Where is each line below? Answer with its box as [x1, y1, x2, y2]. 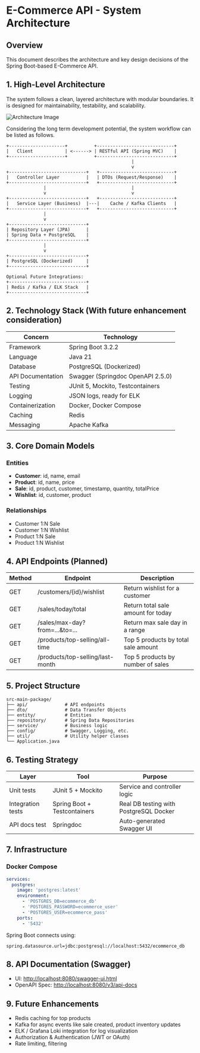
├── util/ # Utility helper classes [6, 733, 129, 739]
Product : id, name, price [14, 479, 75, 486]
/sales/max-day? [37, 618, 86, 627]
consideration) [6, 315, 62, 325]
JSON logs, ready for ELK [68, 391, 140, 399]
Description [140, 574, 174, 582]
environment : [17, 893, 49, 899]
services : [6, 876, 31, 882]
